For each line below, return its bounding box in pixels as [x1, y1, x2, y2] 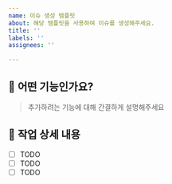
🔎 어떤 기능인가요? [8, 80, 94, 93]
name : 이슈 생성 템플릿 [8, 11, 76, 20]
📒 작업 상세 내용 [8, 128, 81, 142]
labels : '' [8, 33, 45, 42]
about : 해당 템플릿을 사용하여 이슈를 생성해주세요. [8, 19, 155, 27]
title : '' [8, 26, 41, 34]
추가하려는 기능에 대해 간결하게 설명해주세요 [27, 102, 165, 112]
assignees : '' [8, 41, 56, 49]
